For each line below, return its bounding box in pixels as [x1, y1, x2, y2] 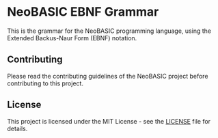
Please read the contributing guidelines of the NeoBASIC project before [7, 72, 208, 80]
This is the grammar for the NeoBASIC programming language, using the [7, 27, 212, 35]
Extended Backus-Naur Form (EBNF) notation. [7, 33, 137, 42]
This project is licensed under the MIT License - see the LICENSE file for [7, 117, 210, 125]
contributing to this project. [7, 79, 84, 87]
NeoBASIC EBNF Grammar [7, 4, 159, 20]
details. [7, 124, 28, 133]
